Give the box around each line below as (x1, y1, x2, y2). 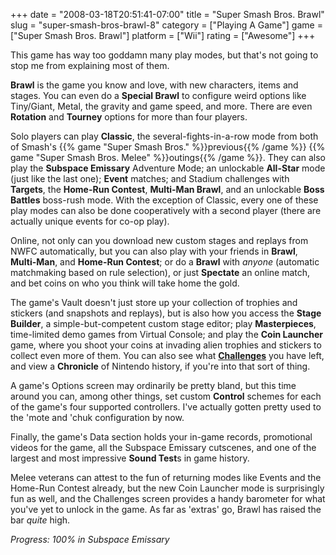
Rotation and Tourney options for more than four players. (10, 111, 248, 123)
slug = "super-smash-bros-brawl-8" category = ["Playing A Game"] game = (10, 19, 323, 31)
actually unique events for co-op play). (10, 215, 170, 227)
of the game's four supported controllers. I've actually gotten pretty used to (10, 401, 322, 413)
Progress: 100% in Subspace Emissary (10, 534, 170, 545)
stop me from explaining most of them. (10, 60, 170, 71)
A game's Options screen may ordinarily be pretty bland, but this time (10, 380, 297, 391)
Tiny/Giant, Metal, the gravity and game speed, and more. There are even (10, 100, 313, 112)
